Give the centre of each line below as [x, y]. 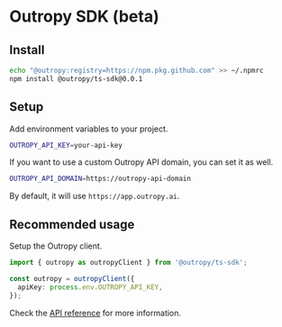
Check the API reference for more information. [96, 313]
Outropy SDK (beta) [84, 17]
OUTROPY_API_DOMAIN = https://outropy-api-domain [100, 179]
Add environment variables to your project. [89, 129]
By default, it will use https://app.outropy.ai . [95, 196]
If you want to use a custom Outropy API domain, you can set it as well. [141, 162]
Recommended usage [72, 224]
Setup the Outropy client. [56, 246]
